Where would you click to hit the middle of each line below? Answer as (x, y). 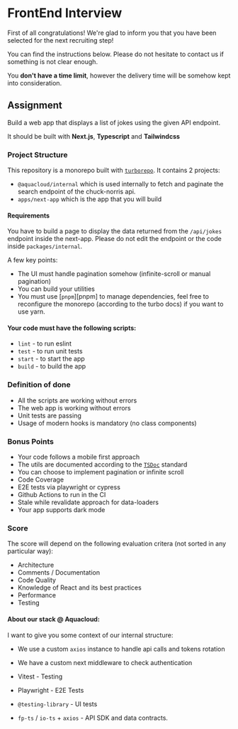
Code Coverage (41, 480)
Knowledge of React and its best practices (79, 587)
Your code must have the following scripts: (72, 328)
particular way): (30, 551)
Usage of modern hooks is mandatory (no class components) (107, 423)
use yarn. (32, 312)
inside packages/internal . (45, 246)
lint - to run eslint (45, 344)
